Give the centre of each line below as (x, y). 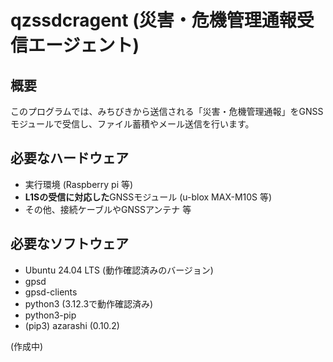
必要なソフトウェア (69, 244)
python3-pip (50, 315)
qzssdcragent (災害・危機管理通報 (153, 20)
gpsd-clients (51, 292)
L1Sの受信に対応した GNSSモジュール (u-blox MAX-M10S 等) (148, 197)
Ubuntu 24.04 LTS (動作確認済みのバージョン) (119, 270)
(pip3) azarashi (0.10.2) (72, 325)
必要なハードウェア (69, 158)
